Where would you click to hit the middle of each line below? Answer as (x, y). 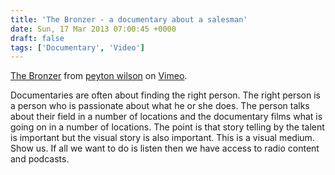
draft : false (37, 38)
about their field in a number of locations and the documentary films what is (166, 117)
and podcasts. (40, 159)
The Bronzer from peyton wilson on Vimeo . (99, 76)
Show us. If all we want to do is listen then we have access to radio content (165, 148)
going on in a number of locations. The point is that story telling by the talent (167, 127)
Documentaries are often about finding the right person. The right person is (165, 95)
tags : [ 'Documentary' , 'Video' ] (77, 47)
